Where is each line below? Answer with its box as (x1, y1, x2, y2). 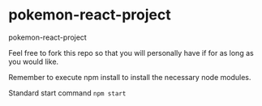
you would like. (8, 57, 59, 66)
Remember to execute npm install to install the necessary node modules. (8, 72, 251, 82)
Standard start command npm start (8, 87, 127, 98)
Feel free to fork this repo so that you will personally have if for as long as (8, 48, 254, 57)
